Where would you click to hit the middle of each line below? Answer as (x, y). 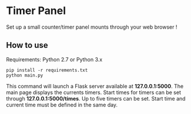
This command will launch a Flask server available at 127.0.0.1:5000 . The (95, 86)
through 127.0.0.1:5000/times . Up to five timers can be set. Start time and (96, 98)
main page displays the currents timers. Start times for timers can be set (93, 92)
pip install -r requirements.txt (47, 70)
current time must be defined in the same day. (62, 105)
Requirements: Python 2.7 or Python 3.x (54, 59)
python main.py (25, 75)
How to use (27, 45)
